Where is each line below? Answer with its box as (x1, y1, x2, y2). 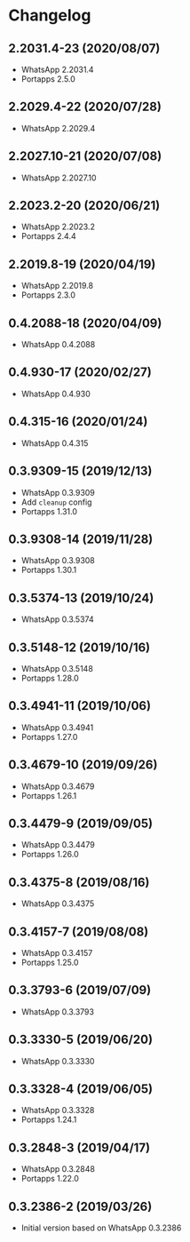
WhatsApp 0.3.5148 (20, 663, 94, 673)
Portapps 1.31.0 (20, 506, 77, 516)
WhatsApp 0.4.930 (20, 388, 91, 399)
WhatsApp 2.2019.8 (20, 281, 94, 291)
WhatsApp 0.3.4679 (20, 781, 95, 792)
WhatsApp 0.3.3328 (20, 1105, 95, 1116)
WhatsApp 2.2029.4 (20, 123, 96, 133)
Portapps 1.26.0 (20, 849, 79, 860)
